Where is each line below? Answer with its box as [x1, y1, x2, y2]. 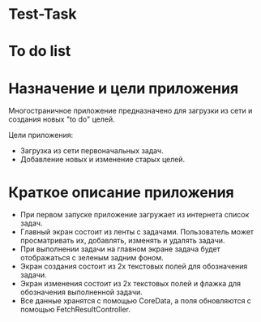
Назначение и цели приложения [8, 79, 239, 97]
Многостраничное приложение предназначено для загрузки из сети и [8, 106, 253, 116]
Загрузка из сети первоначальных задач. [19, 146, 164, 156]
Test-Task [8, 5, 77, 24]
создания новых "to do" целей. [8, 114, 115, 124]
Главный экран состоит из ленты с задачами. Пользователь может [19, 227, 254, 237]
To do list [8, 42, 71, 61]
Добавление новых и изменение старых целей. [19, 155, 186, 165]
